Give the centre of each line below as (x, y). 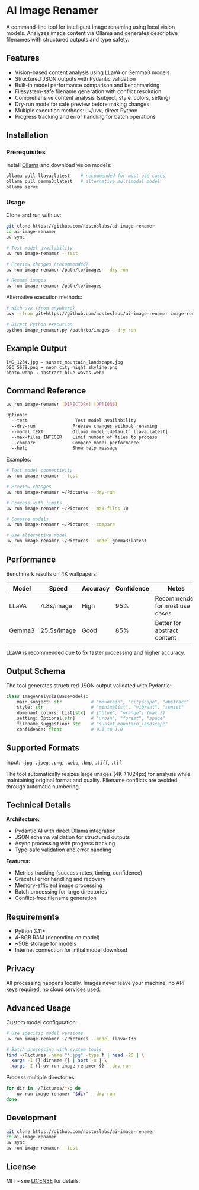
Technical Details (39, 805)
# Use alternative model (37, 535)
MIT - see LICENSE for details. (43, 1180)
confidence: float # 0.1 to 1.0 (70, 729)
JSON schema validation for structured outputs (72, 837)
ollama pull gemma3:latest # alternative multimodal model (83, 182)
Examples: (19, 460)
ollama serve (22, 187)
